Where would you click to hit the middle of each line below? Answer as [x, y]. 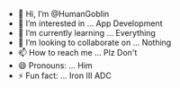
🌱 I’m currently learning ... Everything [86, 33]
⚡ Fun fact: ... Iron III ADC [65, 75]
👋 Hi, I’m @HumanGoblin [63, 14]
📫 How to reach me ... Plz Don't [77, 53]
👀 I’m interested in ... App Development [90, 23]
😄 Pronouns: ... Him [55, 66]
